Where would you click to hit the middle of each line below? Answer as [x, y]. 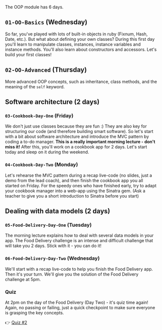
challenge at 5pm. [23, 279]
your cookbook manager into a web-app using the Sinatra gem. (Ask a [75, 191]
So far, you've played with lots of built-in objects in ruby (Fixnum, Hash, [76, 34]
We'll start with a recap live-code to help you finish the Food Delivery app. [79, 269]
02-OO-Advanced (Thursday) [46, 70]
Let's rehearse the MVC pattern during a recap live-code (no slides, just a [79, 175]
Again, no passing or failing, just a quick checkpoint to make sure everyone [80, 307]
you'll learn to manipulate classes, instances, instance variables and [73, 44]
